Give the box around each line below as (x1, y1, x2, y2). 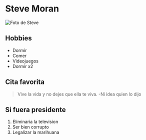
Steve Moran (5, 3, 59, 14)
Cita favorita (5, 78, 45, 86)
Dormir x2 (12, 63, 33, 69)
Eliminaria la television (12, 118, 58, 125)
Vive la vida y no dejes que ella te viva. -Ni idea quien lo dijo (17, 91, 141, 97)
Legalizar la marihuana (12, 129, 59, 135)
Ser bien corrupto (12, 124, 49, 130)
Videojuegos (12, 58, 39, 64)
